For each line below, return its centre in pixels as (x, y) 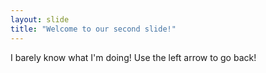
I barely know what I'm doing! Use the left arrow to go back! (133, 57)
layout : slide (40, 19)
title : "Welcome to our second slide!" (93, 29)
